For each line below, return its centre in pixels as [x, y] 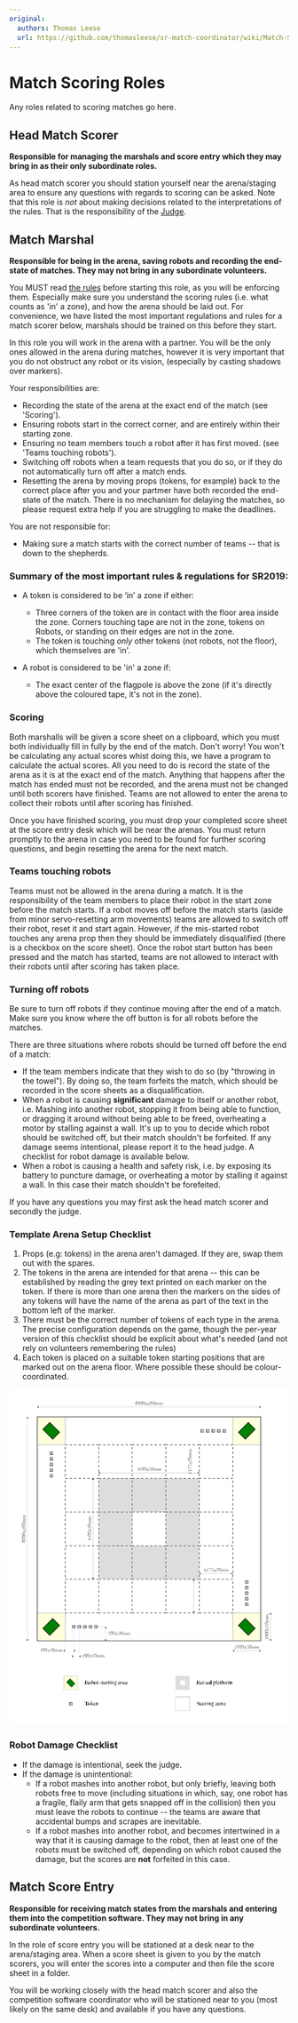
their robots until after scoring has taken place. [94, 966]
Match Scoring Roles [87, 82]
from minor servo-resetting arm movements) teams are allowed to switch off [149, 919]
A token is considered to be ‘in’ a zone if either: [108, 596]
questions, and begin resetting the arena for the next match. [119, 848]
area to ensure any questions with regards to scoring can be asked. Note [142, 193]
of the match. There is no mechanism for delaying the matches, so [164, 500]
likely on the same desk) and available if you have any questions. [128, 2009]
